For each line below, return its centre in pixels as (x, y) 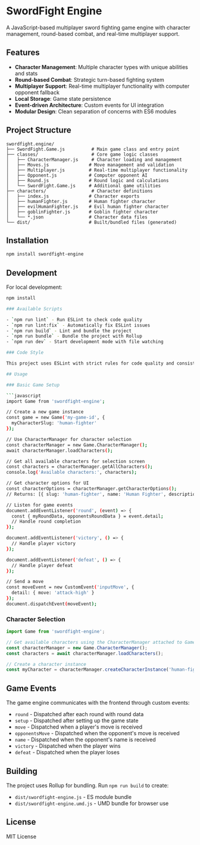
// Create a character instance (46, 664)
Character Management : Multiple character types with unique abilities (101, 67)
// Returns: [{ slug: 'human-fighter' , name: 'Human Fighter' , (86, 494)
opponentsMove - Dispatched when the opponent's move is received (97, 733)
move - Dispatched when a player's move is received (79, 727)
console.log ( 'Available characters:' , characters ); (71, 473)
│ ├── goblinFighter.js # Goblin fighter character (82, 212)
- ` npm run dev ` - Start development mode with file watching (85, 342)
